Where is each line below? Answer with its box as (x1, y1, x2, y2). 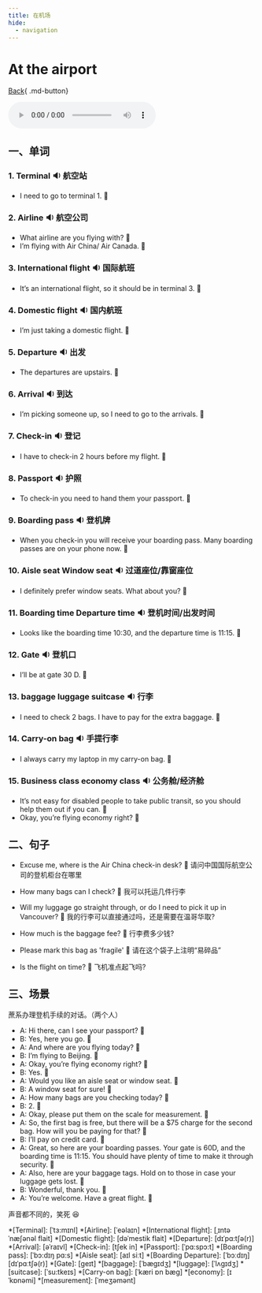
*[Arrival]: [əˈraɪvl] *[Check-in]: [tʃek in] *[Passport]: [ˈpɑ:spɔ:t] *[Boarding (8, 1242, 253, 1251)
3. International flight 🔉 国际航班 (8, 263, 135, 274)
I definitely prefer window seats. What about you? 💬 (19, 586, 187, 595)
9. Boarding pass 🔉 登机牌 (8, 515, 111, 525)
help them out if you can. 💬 (19, 805, 108, 814)
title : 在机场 (8, 11, 51, 20)
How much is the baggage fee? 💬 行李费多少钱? (19, 928, 175, 938)
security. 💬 (19, 1160, 55, 1169)
